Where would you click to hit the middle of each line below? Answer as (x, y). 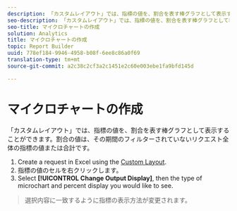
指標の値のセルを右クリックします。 (70, 170)
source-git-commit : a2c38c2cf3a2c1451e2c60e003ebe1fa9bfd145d (101, 66)
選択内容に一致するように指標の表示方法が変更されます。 (108, 200)
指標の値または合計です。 (56, 148)
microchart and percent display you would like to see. (95, 185)
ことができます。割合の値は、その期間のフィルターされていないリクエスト (115, 139)
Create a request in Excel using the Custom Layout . (92, 162)
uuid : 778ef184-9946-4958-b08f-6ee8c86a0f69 (74, 53)
